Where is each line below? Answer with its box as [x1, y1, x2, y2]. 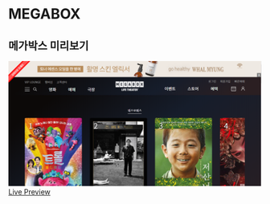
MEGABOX [8, 5, 81, 23]
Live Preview [8, 186, 51, 197]
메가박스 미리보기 [8, 39, 89, 52]
